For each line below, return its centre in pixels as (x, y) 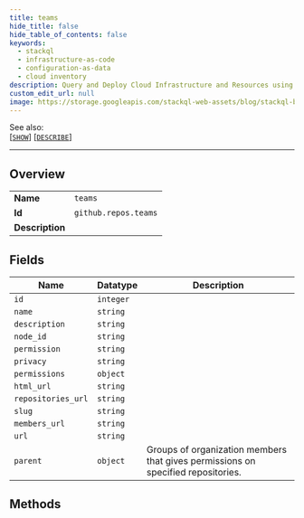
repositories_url (51, 399)
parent (28, 461)
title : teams (34, 18)
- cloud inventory (52, 77)
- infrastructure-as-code (66, 60)
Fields (27, 260)
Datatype (117, 285)
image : (22, 102)
